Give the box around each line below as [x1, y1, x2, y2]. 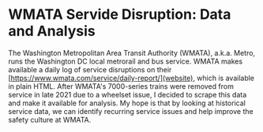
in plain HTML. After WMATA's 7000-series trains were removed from [8, 81, 235, 91]
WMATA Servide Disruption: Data [8, 5, 231, 24]
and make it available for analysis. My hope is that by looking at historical [8, 98, 246, 108]
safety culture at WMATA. [8, 115, 92, 124]
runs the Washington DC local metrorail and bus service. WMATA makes [8, 57, 243, 66]
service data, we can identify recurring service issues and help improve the [8, 106, 254, 115]
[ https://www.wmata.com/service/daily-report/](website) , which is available [8, 73, 255, 82]
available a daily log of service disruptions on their [8, 64, 172, 74]
